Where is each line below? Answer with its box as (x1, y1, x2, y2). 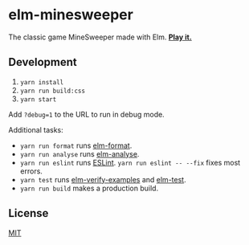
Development (8, 55, 78, 69)
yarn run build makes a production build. (19, 183, 159, 193)
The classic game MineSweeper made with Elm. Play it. (8, 32, 193, 42)
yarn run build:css (19, 87, 86, 95)
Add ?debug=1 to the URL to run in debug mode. (8, 109, 165, 119)
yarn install (19, 78, 64, 86)
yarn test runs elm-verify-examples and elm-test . (19, 174, 186, 184)
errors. (19, 166, 43, 176)
